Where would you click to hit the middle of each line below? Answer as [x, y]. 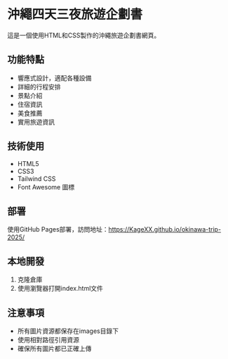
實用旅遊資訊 [36, 122]
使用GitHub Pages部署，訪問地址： [58, 229]
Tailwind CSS [36, 178]
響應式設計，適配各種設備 [54, 77]
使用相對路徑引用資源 [48, 340]
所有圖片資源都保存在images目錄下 [68, 331]
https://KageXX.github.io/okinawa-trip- [165, 229]
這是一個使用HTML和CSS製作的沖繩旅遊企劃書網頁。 [84, 35]
